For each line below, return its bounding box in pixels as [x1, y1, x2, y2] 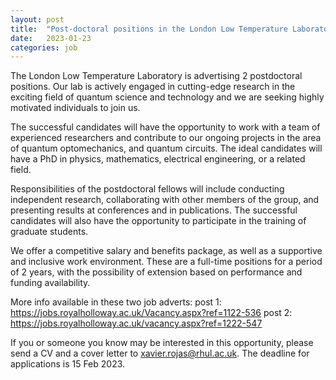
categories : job [10, 42, 78, 53]
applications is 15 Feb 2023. [10, 358, 126, 370]
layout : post [10, 14, 65, 25]
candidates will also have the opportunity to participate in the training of [10, 215, 307, 227]
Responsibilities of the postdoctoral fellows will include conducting [10, 183, 285, 195]
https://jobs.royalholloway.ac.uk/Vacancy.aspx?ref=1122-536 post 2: [10, 307, 293, 319]
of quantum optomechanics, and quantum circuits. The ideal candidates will [10, 142, 323, 155]
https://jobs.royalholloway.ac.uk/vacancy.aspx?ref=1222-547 [10, 317, 263, 330]
